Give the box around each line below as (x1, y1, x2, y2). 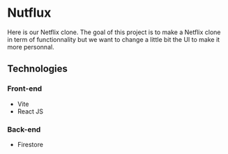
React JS (17, 107, 44, 116)
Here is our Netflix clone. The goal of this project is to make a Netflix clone (7, 28, 221, 36)
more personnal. (7, 43, 54, 51)
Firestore (17, 140, 44, 148)
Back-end (7, 124, 41, 134)
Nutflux (7, 5, 52, 21)
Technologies (7, 63, 68, 75)
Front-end (7, 84, 43, 93)
